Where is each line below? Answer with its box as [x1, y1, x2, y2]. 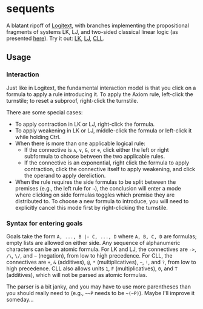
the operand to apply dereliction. [24, 172, 106, 179]
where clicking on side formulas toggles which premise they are [15, 191, 175, 198]
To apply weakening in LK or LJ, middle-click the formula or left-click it [15, 126, 192, 134]
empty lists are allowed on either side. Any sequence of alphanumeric [6, 239, 181, 246]
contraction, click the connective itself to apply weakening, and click [24, 165, 196, 172]
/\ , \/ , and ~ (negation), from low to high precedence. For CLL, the [6, 252, 173, 259]
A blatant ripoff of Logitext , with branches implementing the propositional [6, 22, 190, 29]
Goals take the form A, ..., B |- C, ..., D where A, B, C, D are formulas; [6, 232, 197, 240]
